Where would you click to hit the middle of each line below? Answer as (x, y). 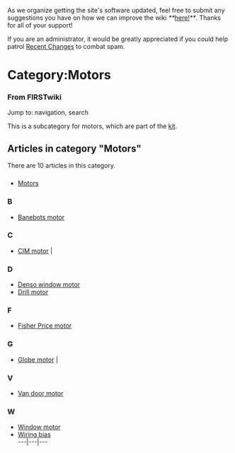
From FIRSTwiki (35, 97)
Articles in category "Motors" (74, 148)
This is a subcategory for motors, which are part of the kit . (92, 126)
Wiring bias (34, 435)
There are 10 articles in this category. (61, 166)
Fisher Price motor (45, 326)
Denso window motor (49, 285)
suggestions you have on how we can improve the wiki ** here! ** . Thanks (114, 18)
